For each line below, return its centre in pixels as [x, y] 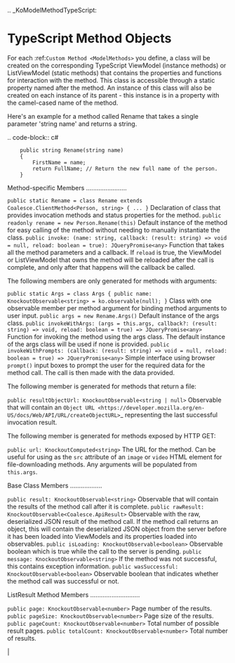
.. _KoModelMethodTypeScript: [52, 10]
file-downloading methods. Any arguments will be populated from [102, 464]
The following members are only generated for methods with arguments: [112, 281]
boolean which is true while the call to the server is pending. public [105, 551]
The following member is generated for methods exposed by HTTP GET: [112, 435]
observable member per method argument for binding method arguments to [117, 308]
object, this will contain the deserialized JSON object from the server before [117, 529]
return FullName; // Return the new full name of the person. [125, 169]
